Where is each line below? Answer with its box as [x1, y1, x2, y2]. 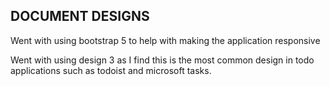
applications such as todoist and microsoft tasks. [10, 64, 212, 76]
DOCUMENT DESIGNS [10, 8, 150, 25]
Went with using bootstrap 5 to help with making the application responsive [10, 34, 321, 46]
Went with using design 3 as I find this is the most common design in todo [10, 54, 315, 66]
